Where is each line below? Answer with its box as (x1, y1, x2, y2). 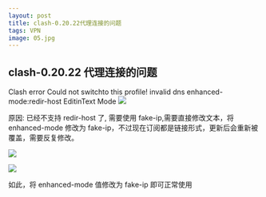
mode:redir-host (8, 97, 62, 106)
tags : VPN (8, 26, 42, 34)
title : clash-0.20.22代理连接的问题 (8, 19, 122, 27)
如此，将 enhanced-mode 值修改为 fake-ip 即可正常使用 (8, 180, 193, 190)
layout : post (8, 11, 52, 20)
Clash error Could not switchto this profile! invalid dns (8, 87, 185, 97)
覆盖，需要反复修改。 (8, 133, 78, 143)
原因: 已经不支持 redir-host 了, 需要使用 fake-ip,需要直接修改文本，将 (8, 113, 234, 123)
